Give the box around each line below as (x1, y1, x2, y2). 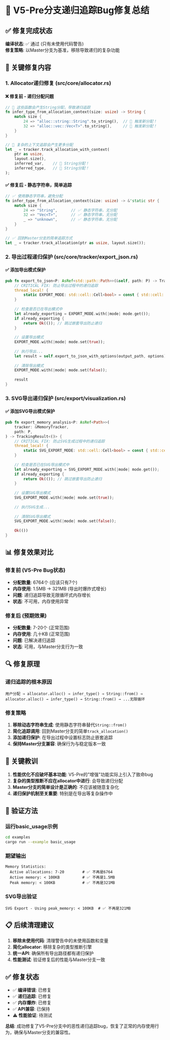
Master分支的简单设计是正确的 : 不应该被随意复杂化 (12, 784, 119, 790)
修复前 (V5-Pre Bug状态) (5, 567, 66, 574)
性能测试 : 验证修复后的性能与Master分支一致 (12, 956, 105, 963)
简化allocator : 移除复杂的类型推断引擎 (12, 944, 92, 950)
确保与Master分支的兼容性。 (14, 1029, 73, 1035)
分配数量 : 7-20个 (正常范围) (12, 624, 70, 630)
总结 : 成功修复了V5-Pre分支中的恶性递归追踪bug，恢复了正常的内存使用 (5, 1023, 155, 1029)
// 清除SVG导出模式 (14, 514, 51, 519)
